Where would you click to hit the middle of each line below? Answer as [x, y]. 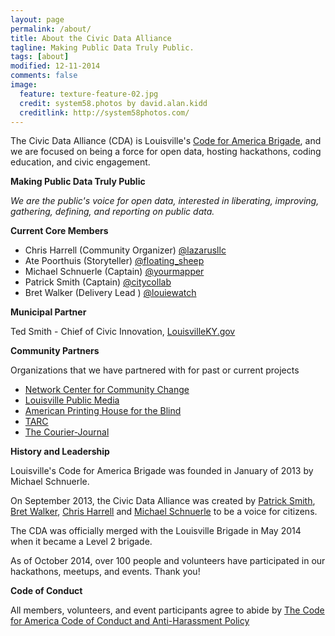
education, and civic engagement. [80, 162]
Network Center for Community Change [107, 390]
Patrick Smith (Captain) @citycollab [98, 282]
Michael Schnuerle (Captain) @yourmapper [114, 272]
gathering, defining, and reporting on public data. [112, 212]
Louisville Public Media [72, 400]
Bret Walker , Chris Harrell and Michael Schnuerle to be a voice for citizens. [164, 512]
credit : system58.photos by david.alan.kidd [113, 103]
